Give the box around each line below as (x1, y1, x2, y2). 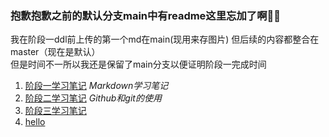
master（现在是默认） (10, 46, 101, 58)
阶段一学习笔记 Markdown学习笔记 (24, 80, 169, 92)
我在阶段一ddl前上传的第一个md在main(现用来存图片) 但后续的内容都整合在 (10, 33, 320, 46)
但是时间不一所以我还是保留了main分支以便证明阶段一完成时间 (10, 58, 267, 71)
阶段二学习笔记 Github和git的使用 (24, 92, 162, 104)
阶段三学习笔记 (24, 105, 87, 117)
